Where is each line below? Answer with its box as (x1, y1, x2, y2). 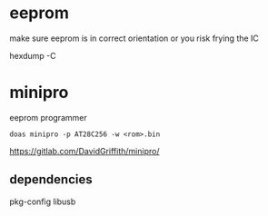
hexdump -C (9, 50, 56, 61)
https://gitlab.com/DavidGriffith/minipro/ (9, 145, 160, 156)
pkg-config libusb (9, 196, 76, 207)
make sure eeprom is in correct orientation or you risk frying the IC (9, 33, 259, 44)
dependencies (9, 172, 93, 188)
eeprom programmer (9, 112, 88, 123)
